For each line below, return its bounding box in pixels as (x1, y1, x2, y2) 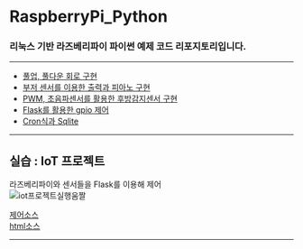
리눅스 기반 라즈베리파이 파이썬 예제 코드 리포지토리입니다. (9, 41, 247, 53)
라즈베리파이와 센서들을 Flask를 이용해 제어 (9, 179, 162, 190)
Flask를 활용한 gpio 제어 (22, 105, 110, 115)
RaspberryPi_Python (9, 6, 169, 27)
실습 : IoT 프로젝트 (9, 153, 106, 169)
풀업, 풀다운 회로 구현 (22, 70, 97, 82)
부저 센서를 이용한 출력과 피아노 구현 (22, 82, 151, 93)
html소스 (9, 221, 41, 232)
